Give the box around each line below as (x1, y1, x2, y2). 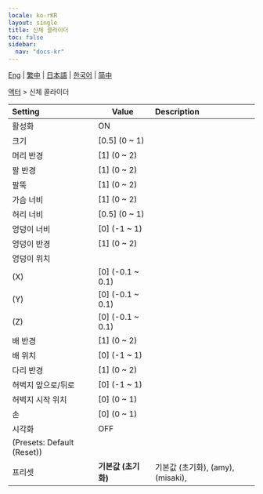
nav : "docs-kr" (15, 48, 65, 56)
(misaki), (155, 472, 187, 483)
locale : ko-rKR (8, 11, 58, 20)
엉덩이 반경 (12, 238, 51, 249)
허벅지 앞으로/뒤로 (12, 380, 75, 390)
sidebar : (8, 41, 37, 49)
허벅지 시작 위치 (12, 394, 67, 405)
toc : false (8, 33, 44, 42)
